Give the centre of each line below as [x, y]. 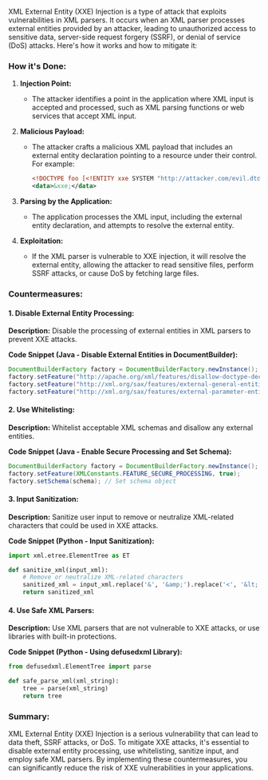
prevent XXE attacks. [43, 340]
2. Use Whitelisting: [42, 410]
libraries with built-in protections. [63, 637]
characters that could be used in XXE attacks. [83, 525]
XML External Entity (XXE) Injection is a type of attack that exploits [118, 12]
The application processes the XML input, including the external [137, 217]
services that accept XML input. [84, 116]
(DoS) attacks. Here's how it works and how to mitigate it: [103, 46]
